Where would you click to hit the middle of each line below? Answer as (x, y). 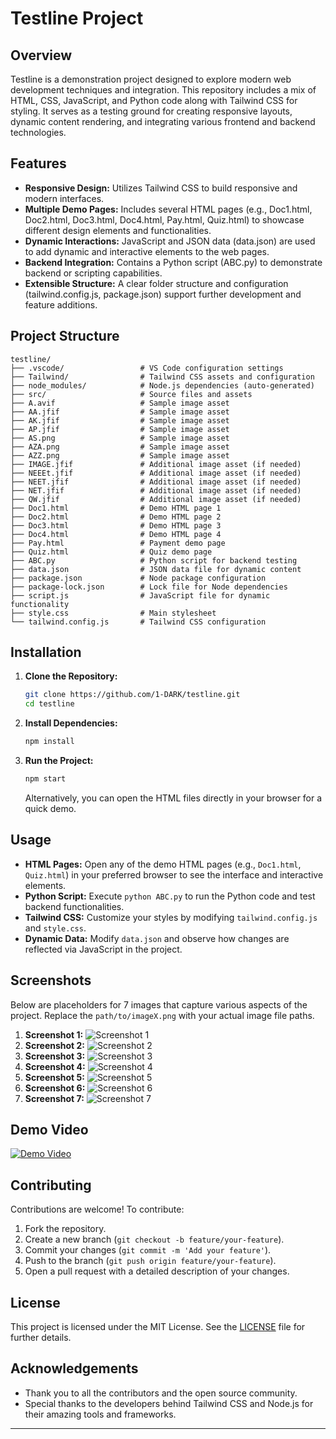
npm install (49, 742)
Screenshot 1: (54, 1034)
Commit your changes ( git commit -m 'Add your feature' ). (148, 1250)
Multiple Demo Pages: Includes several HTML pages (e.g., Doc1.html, (168, 209)
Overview (41, 55)
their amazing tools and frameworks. (100, 1414)
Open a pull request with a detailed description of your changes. (157, 1271)
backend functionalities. (74, 906)
